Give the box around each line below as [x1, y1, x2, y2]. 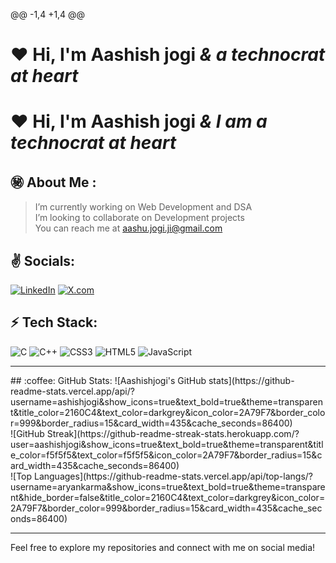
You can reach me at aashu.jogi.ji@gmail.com [34, 222, 223, 234]
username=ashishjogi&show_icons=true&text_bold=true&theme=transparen [10, 395, 323, 408]
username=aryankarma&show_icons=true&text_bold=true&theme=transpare [10, 480, 326, 493]
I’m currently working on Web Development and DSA [34, 201, 253, 213]
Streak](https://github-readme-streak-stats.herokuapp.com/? [46, 427, 300, 439]
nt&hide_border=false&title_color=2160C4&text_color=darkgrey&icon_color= [10, 491, 326, 503]
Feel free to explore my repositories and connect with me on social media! [10, 541, 316, 553]
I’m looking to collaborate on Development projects [34, 212, 245, 224]
